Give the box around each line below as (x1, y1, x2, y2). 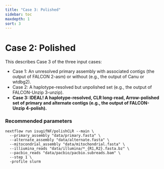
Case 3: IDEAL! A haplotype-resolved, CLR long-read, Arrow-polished (12, 95, 160, 101)
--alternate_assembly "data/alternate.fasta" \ (9, 137, 110, 143)
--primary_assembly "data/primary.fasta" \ (9, 133, 101, 138)
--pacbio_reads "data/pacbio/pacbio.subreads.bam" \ (9, 151, 121, 156)
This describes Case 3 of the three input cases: (5, 59, 102, 65)
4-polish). (25, 105, 47, 112)
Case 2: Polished (5, 43, 76, 54)
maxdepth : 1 (5, 16, 30, 21)
